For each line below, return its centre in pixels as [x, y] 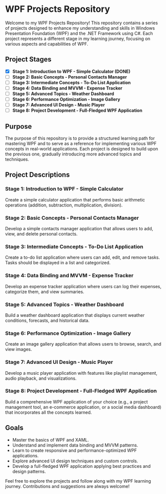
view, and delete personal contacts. [41, 234]
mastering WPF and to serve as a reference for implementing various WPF [81, 144]
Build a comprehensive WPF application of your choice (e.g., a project [77, 401]
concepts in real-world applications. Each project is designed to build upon [82, 149]
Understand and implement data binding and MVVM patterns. [75, 445]
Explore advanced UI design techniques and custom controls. [75, 461]
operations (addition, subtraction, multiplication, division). [64, 205]
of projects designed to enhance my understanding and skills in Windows [80, 28]
